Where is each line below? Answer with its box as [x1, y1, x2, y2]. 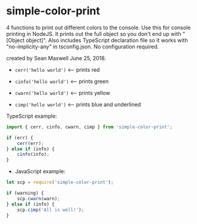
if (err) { [6, 134, 34, 141]
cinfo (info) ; [17, 151, 50, 158]
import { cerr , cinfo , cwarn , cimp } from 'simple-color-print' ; [6, 124, 172, 130]
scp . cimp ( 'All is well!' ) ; [17, 207, 84, 213]
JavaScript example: [14, 168, 66, 175]
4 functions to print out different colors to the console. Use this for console [6, 24, 191, 31]
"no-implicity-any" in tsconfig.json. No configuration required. [6, 43, 159, 50]
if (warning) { [6, 190, 44, 197]
